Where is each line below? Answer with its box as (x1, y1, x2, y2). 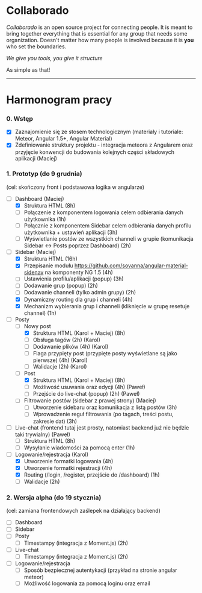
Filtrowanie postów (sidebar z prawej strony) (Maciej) (23, 397, 156, 404)
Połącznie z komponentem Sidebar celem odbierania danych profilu (23, 222, 192, 229)
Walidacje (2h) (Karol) (32, 363, 87, 370)
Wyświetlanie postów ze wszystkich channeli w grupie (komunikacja (23, 235, 194, 243)
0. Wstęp (6, 115, 33, 123)
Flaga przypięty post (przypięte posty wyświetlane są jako (32, 349, 177, 357)
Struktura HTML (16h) (23, 255, 78, 262)
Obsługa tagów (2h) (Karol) (32, 336, 100, 343)
